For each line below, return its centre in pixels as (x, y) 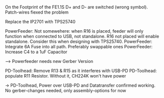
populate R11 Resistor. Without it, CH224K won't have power (66, 76)
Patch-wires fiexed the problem (37, 12)
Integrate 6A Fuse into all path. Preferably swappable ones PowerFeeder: (79, 47)
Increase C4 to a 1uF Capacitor (36, 52)
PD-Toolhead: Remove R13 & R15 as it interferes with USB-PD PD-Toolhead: (81, 71)
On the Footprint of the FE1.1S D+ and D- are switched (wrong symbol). (77, 7)
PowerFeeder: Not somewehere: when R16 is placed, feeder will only (74, 31)
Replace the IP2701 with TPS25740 (40, 22)
